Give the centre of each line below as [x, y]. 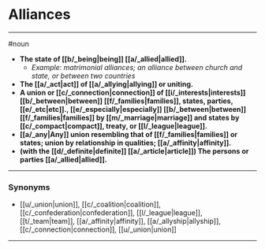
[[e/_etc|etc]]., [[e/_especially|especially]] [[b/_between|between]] [133, 109]
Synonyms [29, 187]
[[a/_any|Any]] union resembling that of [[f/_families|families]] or [129, 134]
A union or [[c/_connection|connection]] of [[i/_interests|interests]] [132, 92]
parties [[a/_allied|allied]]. [63, 159]
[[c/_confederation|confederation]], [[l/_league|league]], [111, 213]
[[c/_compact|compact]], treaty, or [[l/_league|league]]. [113, 126]
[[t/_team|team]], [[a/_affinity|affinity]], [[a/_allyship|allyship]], [120, 221]
